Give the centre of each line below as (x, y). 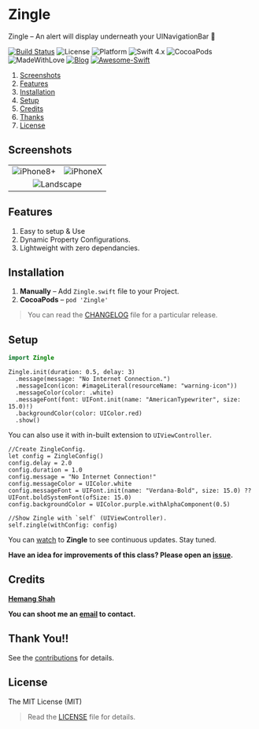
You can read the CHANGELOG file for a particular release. (122, 315)
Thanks (32, 117)
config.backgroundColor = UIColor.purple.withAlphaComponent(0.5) (119, 505)
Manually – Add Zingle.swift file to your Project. (99, 291)
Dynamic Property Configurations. (75, 239)
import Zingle (31, 358)
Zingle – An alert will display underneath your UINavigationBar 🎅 (112, 36)
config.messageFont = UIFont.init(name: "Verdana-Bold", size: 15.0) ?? (130, 491)
